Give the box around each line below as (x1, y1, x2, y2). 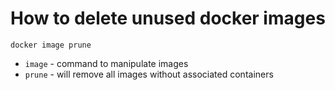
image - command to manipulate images (24, 57, 189, 69)
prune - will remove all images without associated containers (24, 68, 274, 80)
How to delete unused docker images (10, 7, 326, 30)
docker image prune (10, 40, 92, 50)
